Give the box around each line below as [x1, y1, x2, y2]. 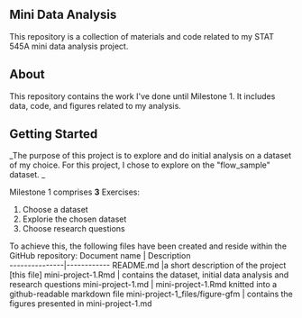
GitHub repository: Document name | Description [9, 250, 191, 261]
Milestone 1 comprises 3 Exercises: [9, 186, 141, 197]
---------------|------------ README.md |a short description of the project [9, 260, 287, 271]
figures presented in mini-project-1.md [9, 298, 152, 309]
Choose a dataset [22, 204, 88, 215]
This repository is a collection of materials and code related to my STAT [9, 31, 275, 41]
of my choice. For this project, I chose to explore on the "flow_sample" [9, 159, 270, 170]
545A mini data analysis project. [9, 41, 129, 51]
